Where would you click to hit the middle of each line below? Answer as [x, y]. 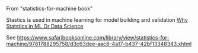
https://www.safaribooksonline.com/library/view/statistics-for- [93, 37]
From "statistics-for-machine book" [49, 9]
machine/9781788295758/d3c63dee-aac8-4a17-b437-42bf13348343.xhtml [99, 44]
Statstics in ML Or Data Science [45, 26]
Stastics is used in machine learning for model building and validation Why [97, 20]
